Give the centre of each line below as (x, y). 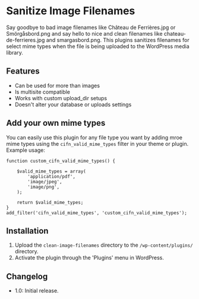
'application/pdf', (52, 176)
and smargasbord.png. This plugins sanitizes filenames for (118, 40)
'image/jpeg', (45, 182)
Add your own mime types (56, 123)
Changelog (27, 276)
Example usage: (26, 150)
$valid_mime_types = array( (51, 171)
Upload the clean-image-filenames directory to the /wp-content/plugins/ (104, 245)
